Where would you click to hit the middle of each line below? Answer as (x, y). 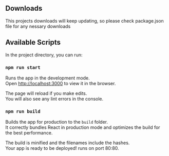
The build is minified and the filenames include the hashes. (68, 143)
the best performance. (29, 133)
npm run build (23, 111)
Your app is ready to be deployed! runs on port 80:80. (62, 148)
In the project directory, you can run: (44, 55)
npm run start (23, 67)
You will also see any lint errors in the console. (54, 99)
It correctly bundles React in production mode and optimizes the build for (83, 127)
